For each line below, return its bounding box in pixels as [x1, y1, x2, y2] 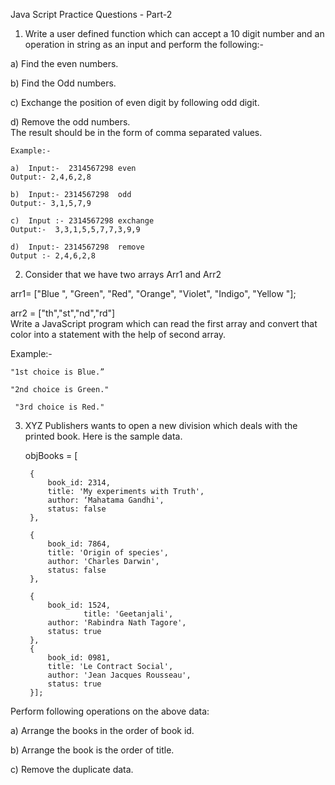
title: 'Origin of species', [47, 548, 169, 558]
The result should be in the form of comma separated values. [10, 127, 263, 138]
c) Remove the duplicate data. [10, 764, 134, 775]
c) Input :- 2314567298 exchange [10, 216, 155, 226]
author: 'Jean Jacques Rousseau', [47, 670, 192, 680]
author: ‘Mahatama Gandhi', [47, 495, 165, 505]
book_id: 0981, [47, 653, 111, 663]
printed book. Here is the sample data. [24, 430, 183, 442]
